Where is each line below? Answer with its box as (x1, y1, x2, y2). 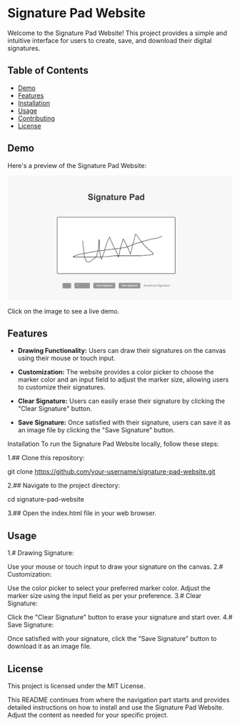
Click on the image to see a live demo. (7, 307, 120, 315)
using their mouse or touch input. (17, 354, 116, 362)
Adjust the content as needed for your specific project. (7, 711, 169, 720)
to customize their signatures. (17, 383, 106, 392)
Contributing (17, 114, 55, 122)
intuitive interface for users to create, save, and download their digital (7, 36, 212, 44)
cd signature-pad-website (7, 495, 84, 504)
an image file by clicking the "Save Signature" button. (17, 426, 175, 434)
